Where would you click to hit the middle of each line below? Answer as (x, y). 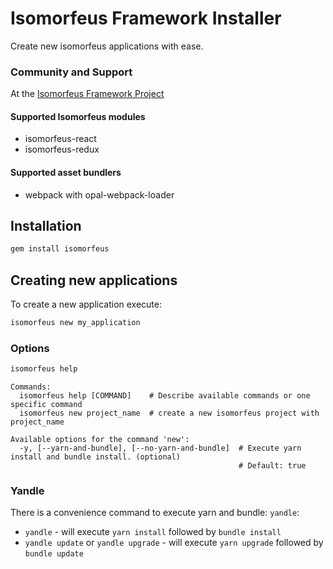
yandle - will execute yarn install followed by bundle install (153, 532)
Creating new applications (94, 280)
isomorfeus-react (60, 139)
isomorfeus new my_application (75, 323)
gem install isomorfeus (60, 249)
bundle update (54, 554)
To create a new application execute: (86, 304)
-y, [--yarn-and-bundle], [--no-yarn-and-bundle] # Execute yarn (160, 448)
